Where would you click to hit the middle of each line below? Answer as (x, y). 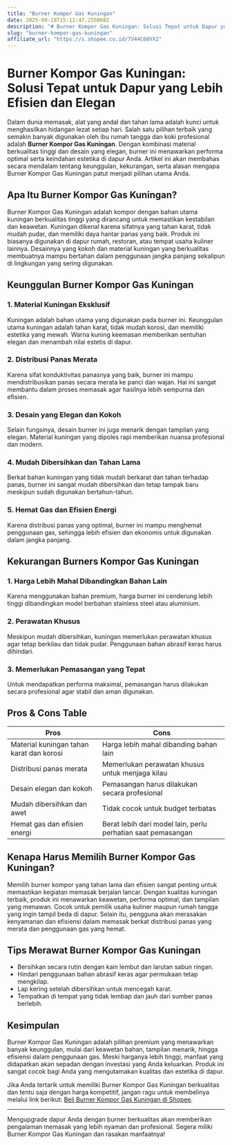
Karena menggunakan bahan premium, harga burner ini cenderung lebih (110, 596)
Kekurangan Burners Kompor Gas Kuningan (103, 562)
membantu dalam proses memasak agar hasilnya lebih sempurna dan (106, 389)
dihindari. (21, 651)
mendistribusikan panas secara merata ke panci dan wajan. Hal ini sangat (112, 382)
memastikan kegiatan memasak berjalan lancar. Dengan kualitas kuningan (112, 892)
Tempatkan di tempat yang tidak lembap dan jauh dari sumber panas (115, 996)
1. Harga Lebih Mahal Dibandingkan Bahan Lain (87, 581)
